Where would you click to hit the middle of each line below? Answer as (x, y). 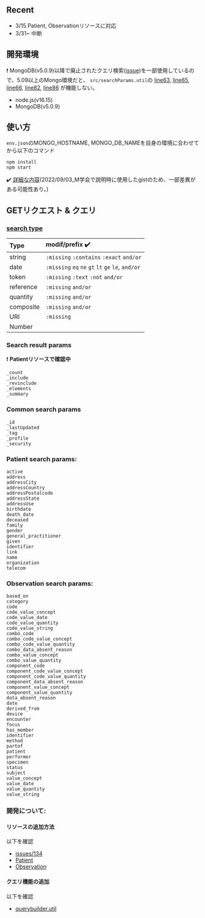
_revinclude (21, 383)
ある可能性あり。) (28, 189)
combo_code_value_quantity (41, 645)
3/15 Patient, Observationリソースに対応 (66, 25)
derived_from (23, 709)
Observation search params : (50, 583)
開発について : (26, 811)
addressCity (21, 483)
